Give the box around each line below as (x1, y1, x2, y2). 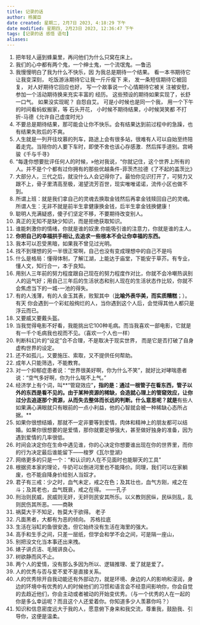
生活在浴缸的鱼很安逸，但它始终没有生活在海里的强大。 (15, 523, 151, 530)
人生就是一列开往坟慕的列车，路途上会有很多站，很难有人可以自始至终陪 (15, 135, 193, 143)
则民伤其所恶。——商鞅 (15, 501, 73, 508)
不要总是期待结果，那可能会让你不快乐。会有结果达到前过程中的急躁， (15, 120, 188, 128)
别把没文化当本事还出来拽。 (15, 538, 84, 545)
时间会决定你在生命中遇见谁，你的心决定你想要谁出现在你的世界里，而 (15, 441, 188, 448)
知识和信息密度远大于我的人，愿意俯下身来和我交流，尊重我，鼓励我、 (15, 605, 188, 612)
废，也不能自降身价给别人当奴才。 (15, 471, 99, 478)
